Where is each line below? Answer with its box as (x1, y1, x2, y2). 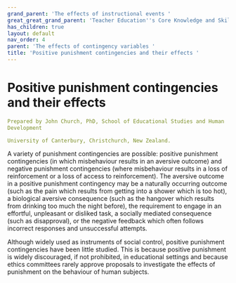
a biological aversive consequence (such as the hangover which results (7, 195, 214, 203)
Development (7, 124, 42, 131)
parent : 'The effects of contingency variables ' (7, 43, 156, 50)
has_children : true (7, 23, 65, 30)
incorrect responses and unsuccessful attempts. (7, 224, 147, 232)
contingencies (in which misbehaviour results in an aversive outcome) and (7, 157, 223, 166)
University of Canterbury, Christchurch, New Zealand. (7, 137, 171, 144)
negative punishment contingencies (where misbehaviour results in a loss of (7, 164, 228, 173)
